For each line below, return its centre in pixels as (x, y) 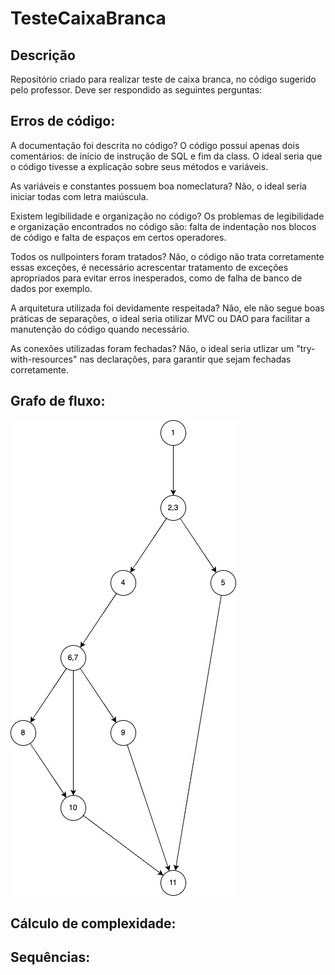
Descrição (43, 55)
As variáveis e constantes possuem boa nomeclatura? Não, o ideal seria (158, 186)
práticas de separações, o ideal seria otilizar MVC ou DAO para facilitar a (160, 318)
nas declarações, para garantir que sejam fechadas (185, 359)
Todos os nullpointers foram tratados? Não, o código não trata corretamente (167, 256)
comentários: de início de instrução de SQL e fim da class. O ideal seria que (166, 156)
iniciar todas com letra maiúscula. (79, 196)
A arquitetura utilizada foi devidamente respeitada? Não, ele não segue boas (167, 308)
